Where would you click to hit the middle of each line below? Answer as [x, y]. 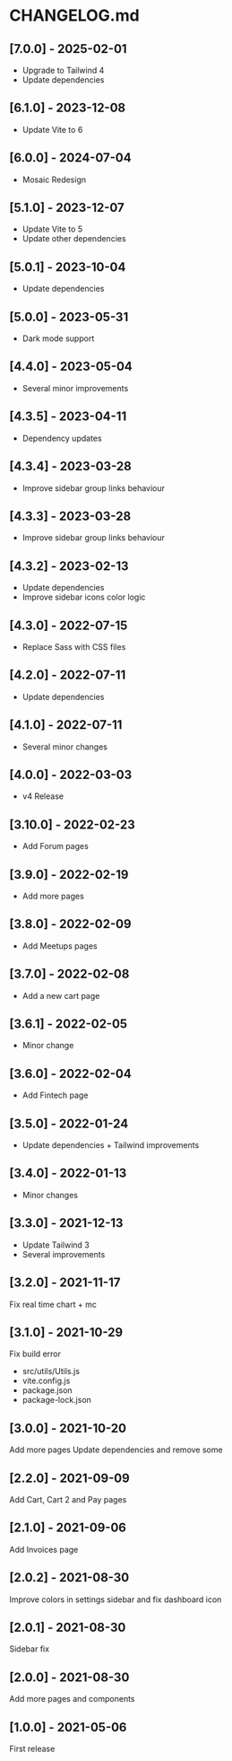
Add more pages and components [72, 1699]
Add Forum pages [56, 846]
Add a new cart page [61, 995]
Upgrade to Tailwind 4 [63, 70]
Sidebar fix [30, 1649]
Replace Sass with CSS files [74, 646]
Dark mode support [58, 338]
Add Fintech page [55, 1095]
